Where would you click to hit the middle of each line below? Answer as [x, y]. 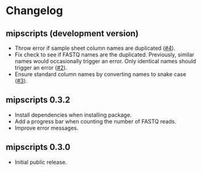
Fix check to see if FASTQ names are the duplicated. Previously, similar [104, 55]
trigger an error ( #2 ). [41, 68]
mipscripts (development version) [72, 33]
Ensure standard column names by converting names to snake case [100, 74]
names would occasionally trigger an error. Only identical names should [105, 61]
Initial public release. [41, 162]
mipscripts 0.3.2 [38, 100]
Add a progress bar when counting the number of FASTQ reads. [95, 121]
